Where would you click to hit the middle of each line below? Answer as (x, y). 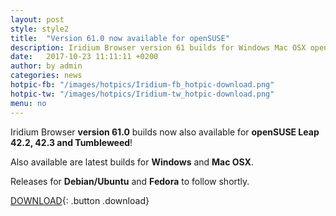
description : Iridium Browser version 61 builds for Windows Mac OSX (158, 47)
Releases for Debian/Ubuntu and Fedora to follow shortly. (130, 181)
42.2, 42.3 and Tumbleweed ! (71, 142)
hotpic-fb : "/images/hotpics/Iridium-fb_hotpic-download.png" (142, 85)
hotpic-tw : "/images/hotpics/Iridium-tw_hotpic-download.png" (142, 94)
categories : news (46, 76)
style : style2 (40, 29)
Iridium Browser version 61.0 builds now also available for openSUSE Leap (165, 132)
